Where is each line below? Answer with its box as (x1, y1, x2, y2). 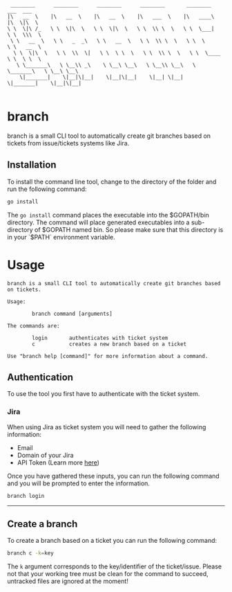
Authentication (7, 371, 74, 383)
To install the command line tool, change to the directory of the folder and (7, 177, 217, 186)
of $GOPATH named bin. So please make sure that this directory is (34, 225, 224, 233)
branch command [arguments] (32, 310, 113, 317)
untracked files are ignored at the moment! (7, 577, 129, 586)
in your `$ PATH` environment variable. (7, 233, 115, 241)
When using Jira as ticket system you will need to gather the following (7, 422, 206, 431)
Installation (7, 159, 57, 171)
